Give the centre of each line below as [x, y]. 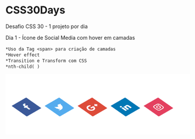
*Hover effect [23, 55]
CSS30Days [35, 10]
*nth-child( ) [23, 67]
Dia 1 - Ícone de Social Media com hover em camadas [70, 37]
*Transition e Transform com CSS [46, 61]
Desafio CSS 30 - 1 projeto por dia [47, 26]
